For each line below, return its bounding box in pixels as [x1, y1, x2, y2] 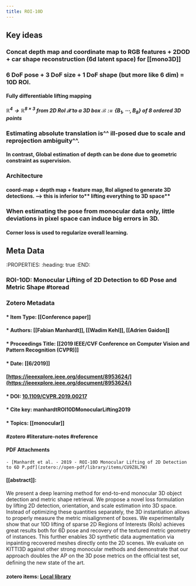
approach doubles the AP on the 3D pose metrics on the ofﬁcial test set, [6, 552, 180, 559]
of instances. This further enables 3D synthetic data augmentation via [6, 533, 174, 540]
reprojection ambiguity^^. [6, 136, 80, 144]
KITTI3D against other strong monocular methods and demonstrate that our [6, 545, 188, 553]
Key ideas [6, 30, 43, 40]
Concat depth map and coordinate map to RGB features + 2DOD [6, 47, 190, 56]
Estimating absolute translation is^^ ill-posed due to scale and [6, 129, 185, 137]
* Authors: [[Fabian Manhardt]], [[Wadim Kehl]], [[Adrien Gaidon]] [6, 327, 170, 334]
